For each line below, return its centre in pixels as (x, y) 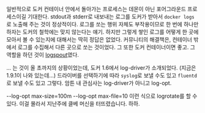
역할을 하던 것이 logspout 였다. (43, 55)
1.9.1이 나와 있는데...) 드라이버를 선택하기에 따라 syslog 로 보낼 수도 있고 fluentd (102, 75)
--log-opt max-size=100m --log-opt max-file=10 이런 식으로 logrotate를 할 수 (102, 96)
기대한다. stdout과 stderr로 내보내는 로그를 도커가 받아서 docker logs (111, 16)
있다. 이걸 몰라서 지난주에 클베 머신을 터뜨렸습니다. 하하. (73, 104)
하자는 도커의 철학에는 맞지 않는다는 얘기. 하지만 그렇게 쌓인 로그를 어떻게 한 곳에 (102, 32)
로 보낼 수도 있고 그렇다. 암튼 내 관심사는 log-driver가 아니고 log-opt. (89, 83)
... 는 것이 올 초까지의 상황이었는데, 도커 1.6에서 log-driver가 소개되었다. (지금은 (101, 68)
